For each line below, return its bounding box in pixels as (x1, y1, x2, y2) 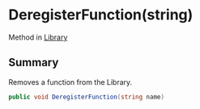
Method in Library (8, 32, 68, 42)
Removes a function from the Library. (8, 77, 133, 86)
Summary (8, 56, 59, 69)
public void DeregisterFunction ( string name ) (8, 93, 164, 101)
